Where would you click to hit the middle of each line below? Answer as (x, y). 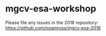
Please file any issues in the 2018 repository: (52, 22)
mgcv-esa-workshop (51, 9)
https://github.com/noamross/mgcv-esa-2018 (53, 27)
